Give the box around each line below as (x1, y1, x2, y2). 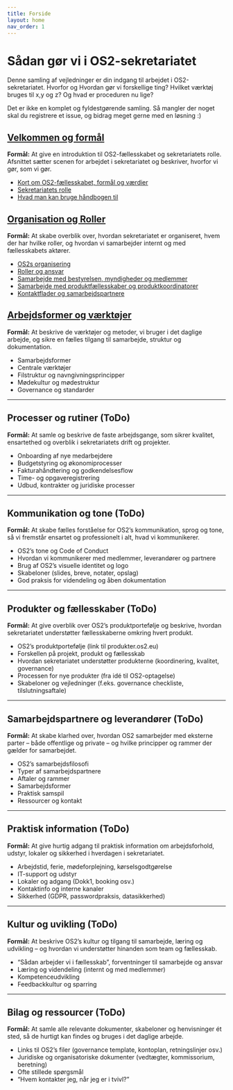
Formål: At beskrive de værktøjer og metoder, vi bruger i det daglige (7, 328, 202, 336)
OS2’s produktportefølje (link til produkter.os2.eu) (17, 642, 159, 651)
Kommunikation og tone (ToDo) (7, 508, 146, 519)
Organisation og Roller (7, 213, 106, 225)
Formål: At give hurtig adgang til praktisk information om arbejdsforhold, (7, 841, 215, 850)
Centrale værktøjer (17, 363, 71, 371)
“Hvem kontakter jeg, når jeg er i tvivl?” (17, 1075, 130, 1084)
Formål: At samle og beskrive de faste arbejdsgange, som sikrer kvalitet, (7, 430, 215, 439)
